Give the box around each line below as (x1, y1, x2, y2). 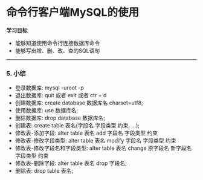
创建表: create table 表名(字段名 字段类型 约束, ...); (14, 122, 140, 129)
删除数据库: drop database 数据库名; (14, 114, 106, 121)
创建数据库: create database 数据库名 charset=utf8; (14, 99, 143, 106)
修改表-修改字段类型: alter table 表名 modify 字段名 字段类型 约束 (14, 137, 176, 144)
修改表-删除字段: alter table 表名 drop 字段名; (14, 159, 127, 167)
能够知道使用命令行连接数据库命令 (14, 39, 100, 47)
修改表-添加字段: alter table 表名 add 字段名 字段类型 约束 (14, 129, 158, 137)
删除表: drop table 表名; (14, 167, 74, 175)
